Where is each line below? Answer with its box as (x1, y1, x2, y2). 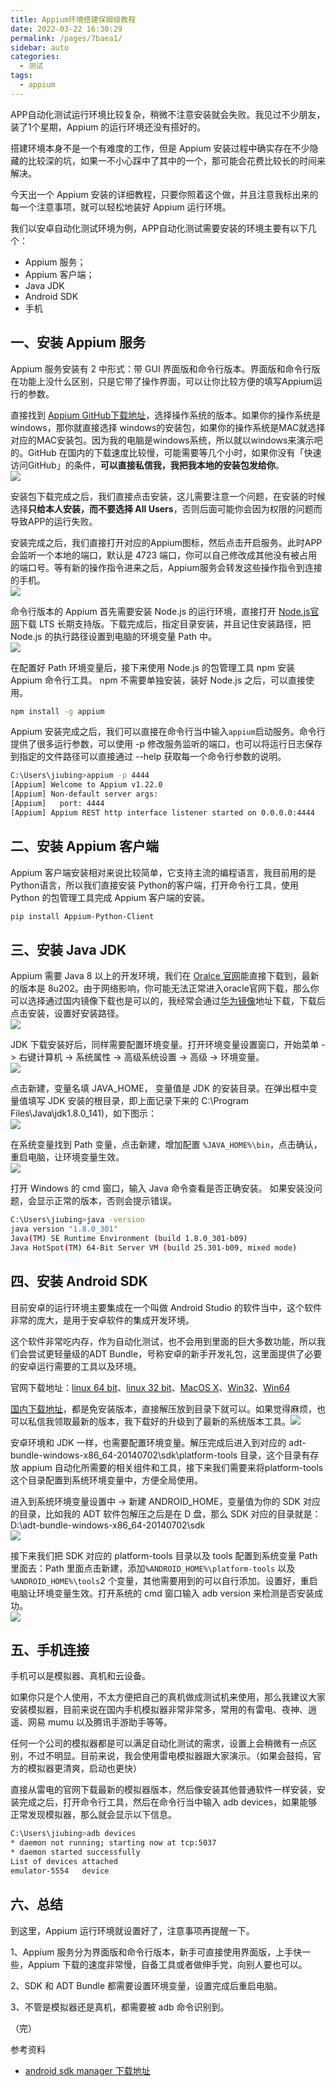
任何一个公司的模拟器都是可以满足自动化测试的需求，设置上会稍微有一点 (10, 1737, 308, 1750)
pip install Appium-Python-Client (10, 911, 155, 921)
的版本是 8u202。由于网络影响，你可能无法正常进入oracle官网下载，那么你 (10, 982, 320, 995)
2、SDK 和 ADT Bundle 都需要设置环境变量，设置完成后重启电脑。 (10, 1979, 283, 1991)
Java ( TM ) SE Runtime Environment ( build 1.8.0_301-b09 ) (10, 1234, 248, 1244)
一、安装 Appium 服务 (10, 334, 147, 351)
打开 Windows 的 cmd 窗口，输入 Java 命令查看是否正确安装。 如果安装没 (10, 1182, 314, 1195)
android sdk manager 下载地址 (24, 2064, 151, 2076)
